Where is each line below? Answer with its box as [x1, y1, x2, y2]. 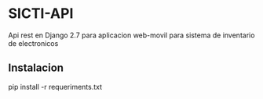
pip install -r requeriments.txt [8, 82, 103, 91]
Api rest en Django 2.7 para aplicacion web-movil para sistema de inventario [8, 30, 255, 40]
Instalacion [8, 62, 64, 75]
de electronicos [8, 38, 59, 48]
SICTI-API [8, 5, 74, 23]
